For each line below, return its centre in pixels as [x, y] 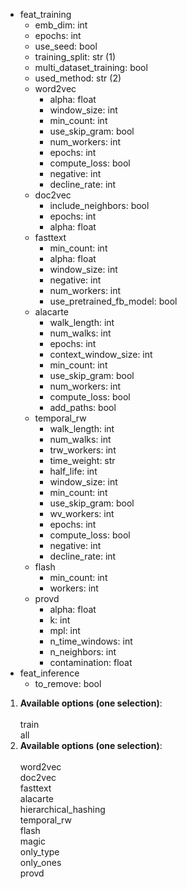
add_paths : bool [83, 407]
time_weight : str [82, 460]
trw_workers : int [83, 450]
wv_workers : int [82, 513]
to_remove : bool [68, 683]
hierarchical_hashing [62, 809]
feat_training [45, 14]
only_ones [40, 862]
